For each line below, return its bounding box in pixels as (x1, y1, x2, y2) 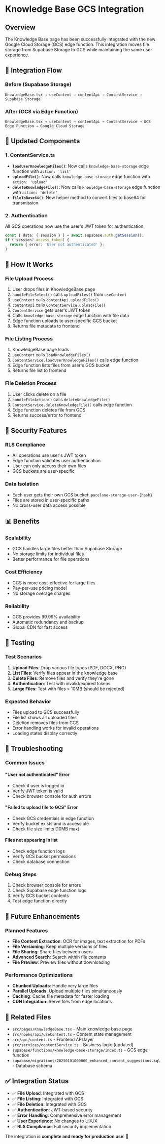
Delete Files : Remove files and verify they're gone (12, 675, 114, 681)
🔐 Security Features (5, 426, 67, 435)
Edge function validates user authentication (12, 458, 101, 464)
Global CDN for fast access (12, 624, 68, 630)
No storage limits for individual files (12, 551, 84, 557)
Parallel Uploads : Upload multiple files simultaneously (12, 988, 123, 994)
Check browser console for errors (12, 882, 81, 888)
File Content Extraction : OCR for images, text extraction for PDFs (12, 938, 146, 944)
